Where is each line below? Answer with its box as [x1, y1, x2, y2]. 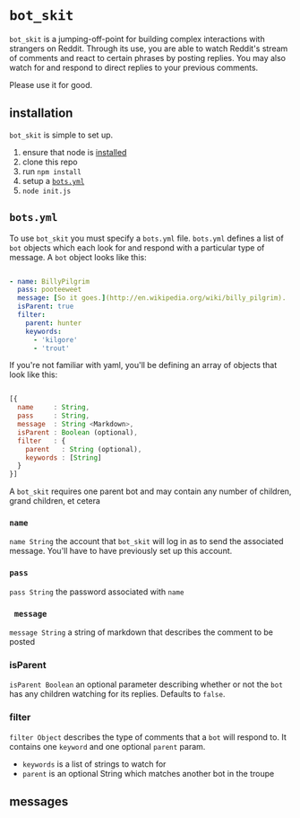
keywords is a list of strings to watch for [21, 758, 167, 770]
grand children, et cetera [9, 496, 101, 506]
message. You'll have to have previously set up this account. [9, 546, 233, 557]
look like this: [9, 369, 58, 380]
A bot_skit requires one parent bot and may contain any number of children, [9, 486, 292, 497]
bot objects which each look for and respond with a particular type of [9, 242, 265, 253]
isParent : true [17, 302, 74, 312]
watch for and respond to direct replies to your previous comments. [9, 62, 259, 73]
